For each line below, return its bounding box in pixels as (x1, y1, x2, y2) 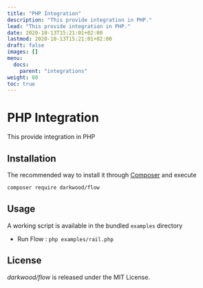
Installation (7, 153, 56, 164)
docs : (13, 61, 30, 68)
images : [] (7, 49, 39, 56)
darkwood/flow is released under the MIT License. (7, 273, 150, 281)
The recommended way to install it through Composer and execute (7, 171, 197, 179)
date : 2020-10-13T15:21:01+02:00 (7, 29, 103, 36)
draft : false (7, 42, 45, 49)
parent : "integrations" (19, 67, 88, 74)
